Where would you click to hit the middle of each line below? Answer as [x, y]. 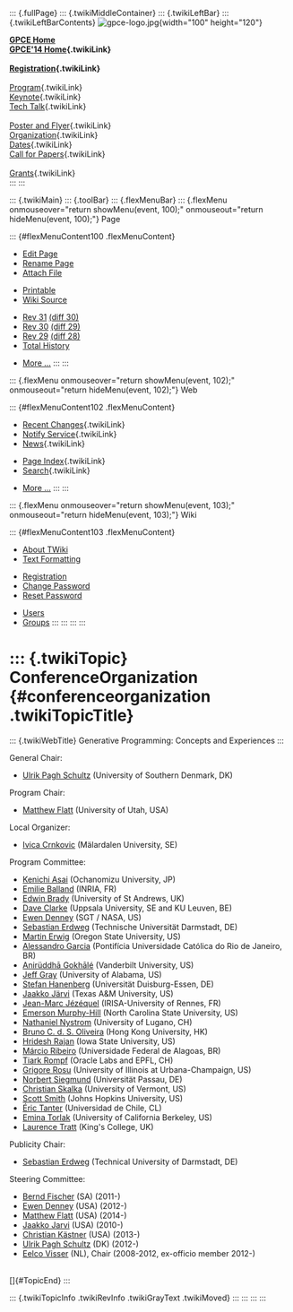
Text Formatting [52, 559]
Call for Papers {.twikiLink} [57, 154]
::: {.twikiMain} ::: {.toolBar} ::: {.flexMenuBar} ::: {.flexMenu [118, 200]
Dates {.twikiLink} [41, 144]
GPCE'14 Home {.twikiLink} [60, 49]
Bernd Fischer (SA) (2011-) [71, 1196]
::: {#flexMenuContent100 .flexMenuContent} [92, 236]
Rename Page [48, 263]
